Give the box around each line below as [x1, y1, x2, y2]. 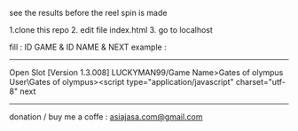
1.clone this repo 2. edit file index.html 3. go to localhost [9, 25, 213, 35]
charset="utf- [235, 77, 286, 87]
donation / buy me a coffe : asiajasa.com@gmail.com [9, 112, 203, 122]
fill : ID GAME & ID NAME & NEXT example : [9, 42, 167, 52]
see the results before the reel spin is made [9, 8, 168, 18]
